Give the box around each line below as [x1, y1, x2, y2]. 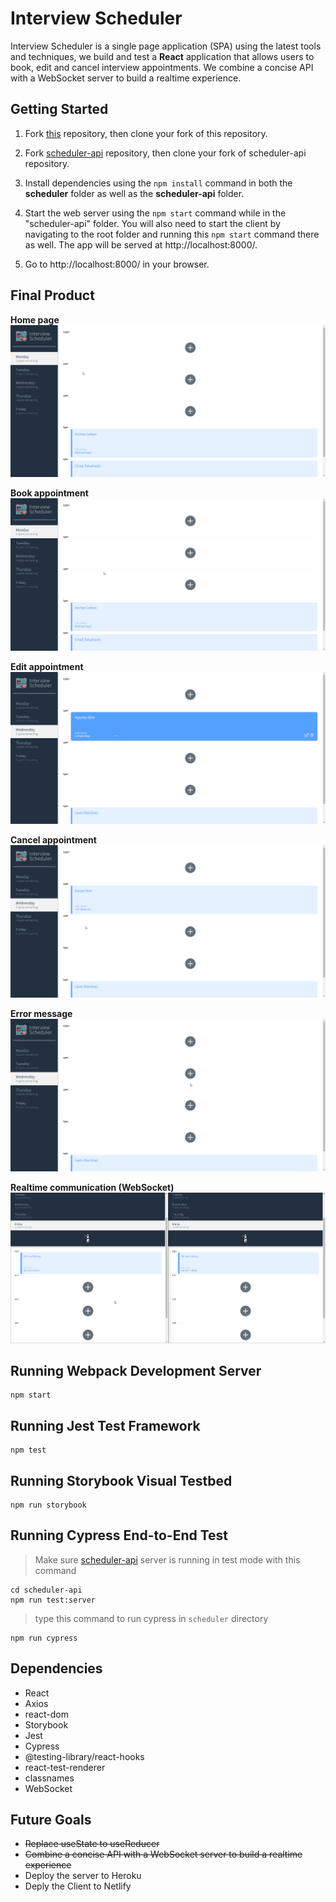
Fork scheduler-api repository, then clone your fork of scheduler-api [24, 147, 307, 159]
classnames [24, 1772, 75, 1784]
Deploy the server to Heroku [24, 1870, 142, 1882]
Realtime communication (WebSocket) [10, 1181, 175, 1193]
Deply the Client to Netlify [24, 1880, 132, 1892]
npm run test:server [10, 1595, 97, 1605]
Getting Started [10, 101, 109, 118]
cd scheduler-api [10, 1585, 83, 1595]
